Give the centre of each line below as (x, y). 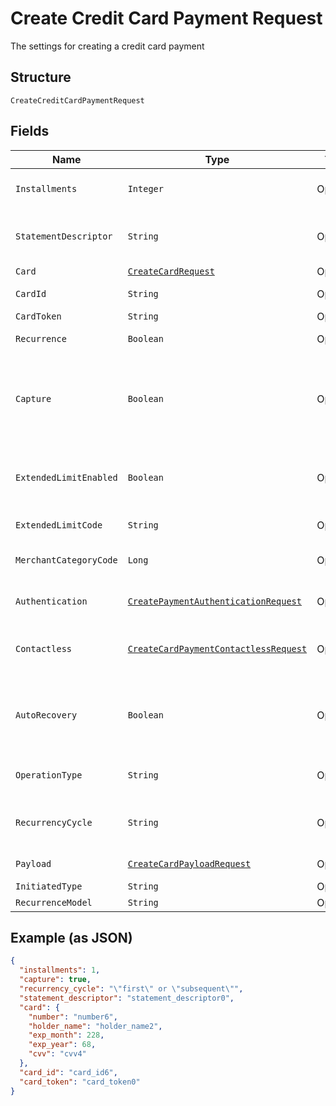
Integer (145, 188)
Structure (41, 77)
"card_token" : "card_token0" (80, 1082)
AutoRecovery (46, 715)
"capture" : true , (55, 980)
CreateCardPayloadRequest (189, 863)
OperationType (49, 775)
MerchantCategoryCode (66, 560)
